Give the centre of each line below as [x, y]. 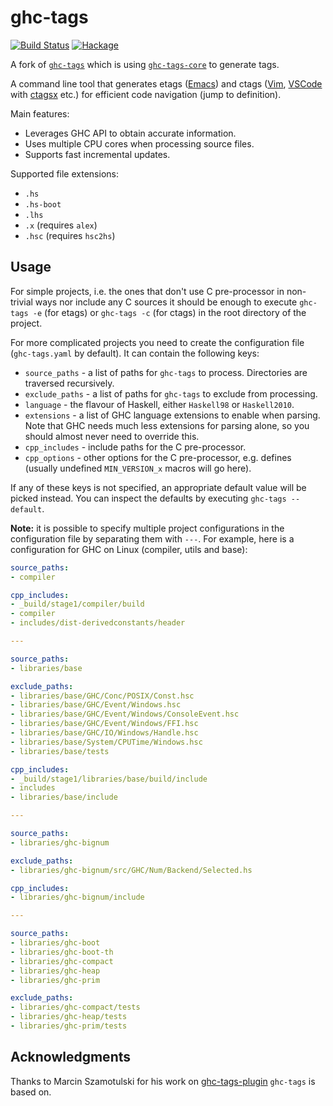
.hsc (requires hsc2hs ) [70, 235]
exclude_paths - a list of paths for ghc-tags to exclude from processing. [171, 393]
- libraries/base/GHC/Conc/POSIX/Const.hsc [102, 696]
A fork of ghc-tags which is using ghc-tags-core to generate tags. [145, 64]
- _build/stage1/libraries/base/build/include [109, 779]
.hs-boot [43, 204]
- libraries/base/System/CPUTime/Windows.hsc [106, 742]
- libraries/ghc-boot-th [62, 952]
